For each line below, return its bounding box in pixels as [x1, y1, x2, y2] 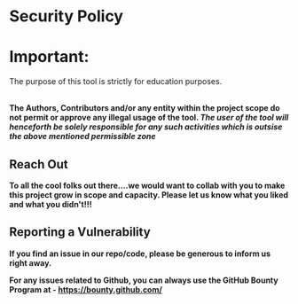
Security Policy [9, 6, 124, 27]
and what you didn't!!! [9, 199, 92, 209]
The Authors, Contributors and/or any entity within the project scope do [9, 103, 281, 113]
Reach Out [9, 157, 68, 172]
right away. [9, 257, 52, 268]
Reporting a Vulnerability [9, 224, 151, 240]
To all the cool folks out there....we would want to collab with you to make [9, 180, 286, 191]
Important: [9, 47, 90, 67]
